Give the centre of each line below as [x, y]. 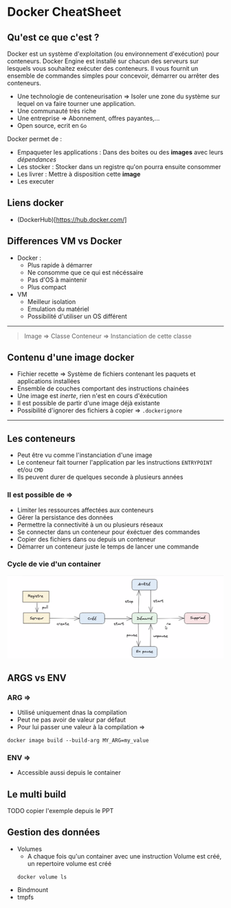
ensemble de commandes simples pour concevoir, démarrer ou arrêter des [113, 76]
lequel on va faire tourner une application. [76, 103]
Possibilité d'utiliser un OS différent [77, 316]
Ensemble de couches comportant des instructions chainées [103, 388]
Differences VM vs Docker [65, 241]
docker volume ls [42, 877]
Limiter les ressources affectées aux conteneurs [85, 510]
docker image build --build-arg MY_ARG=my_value [78, 740]
